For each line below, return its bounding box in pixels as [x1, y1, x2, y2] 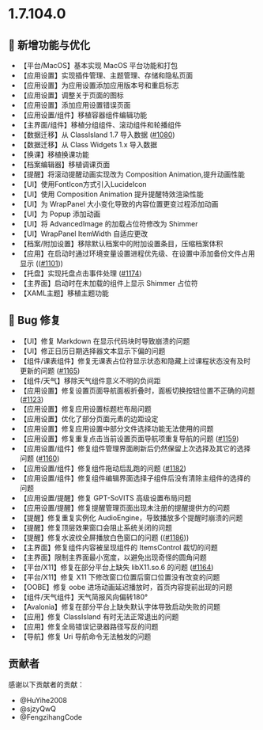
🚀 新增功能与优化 [8, 38, 91, 51]
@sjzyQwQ [19, 704, 57, 713]
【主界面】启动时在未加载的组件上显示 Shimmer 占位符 [19, 279, 199, 287]
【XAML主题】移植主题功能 [19, 288, 109, 298]
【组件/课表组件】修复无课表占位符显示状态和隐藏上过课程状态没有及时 [19, 355, 251, 365]
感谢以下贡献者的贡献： [8, 679, 85, 689]
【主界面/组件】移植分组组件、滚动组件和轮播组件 [19, 120, 182, 129]
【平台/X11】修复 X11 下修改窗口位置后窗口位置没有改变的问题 [19, 572, 220, 582]
